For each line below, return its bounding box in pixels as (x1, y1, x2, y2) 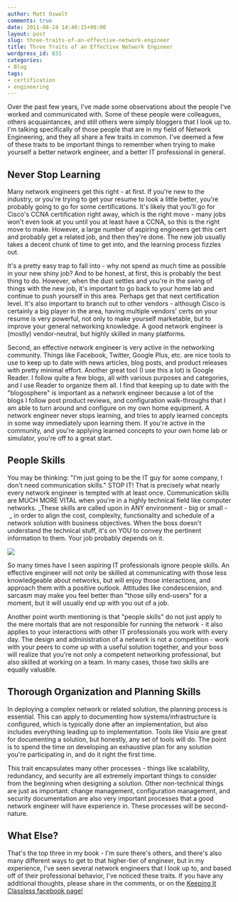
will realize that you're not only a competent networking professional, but (7, 650, 222, 658)
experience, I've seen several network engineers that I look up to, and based (7, 864, 232, 872)
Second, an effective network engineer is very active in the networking (7, 343, 215, 352)
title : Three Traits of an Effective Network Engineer (7, 43, 173, 50)
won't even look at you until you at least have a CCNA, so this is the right (7, 218, 220, 226)
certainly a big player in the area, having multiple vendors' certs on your (7, 307, 218, 316)
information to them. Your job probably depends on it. (7, 534, 165, 542)
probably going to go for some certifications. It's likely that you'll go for (7, 203, 215, 211)
